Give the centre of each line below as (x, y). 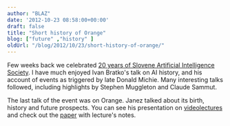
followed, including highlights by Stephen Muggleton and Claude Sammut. (112, 87)
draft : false (26, 26)
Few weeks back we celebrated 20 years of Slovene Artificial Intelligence (111, 65)
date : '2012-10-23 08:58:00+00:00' (58, 20)
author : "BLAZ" (29, 13)
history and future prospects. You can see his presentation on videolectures (115, 108)
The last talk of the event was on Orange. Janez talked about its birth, (106, 100)
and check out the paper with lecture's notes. (72, 115)
